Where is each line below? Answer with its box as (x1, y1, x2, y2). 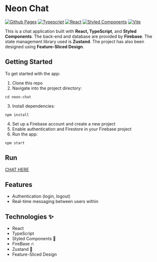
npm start (5, 140, 25, 145)
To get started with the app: (5, 71, 61, 77)
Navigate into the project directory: (12, 85, 82, 91)
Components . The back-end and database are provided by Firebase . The (5, 33, 153, 39)
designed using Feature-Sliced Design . (5, 44, 84, 49)
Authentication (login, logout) (12, 193, 71, 199)
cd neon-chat (5, 94, 31, 99)
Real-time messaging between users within (12, 199, 98, 204)
